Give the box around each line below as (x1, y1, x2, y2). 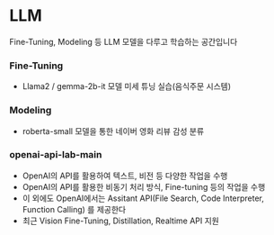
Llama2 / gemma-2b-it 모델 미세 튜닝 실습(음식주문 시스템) (22, 81, 232, 92)
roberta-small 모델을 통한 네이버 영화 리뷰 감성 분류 (22, 125, 205, 136)
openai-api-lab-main (9, 149, 102, 161)
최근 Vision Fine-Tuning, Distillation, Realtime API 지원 (22, 215, 220, 226)
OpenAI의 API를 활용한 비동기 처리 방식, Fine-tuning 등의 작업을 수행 (22, 181, 266, 192)
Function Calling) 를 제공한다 (22, 203, 127, 214)
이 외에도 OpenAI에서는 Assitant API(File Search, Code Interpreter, (22, 193, 265, 203)
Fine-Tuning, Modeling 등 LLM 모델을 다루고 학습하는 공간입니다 (9, 36, 238, 47)
